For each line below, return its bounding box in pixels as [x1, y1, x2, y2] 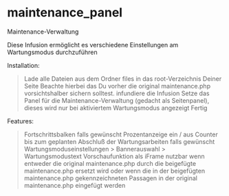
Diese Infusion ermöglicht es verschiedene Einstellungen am [7, 40, 179, 49]
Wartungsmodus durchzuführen [7, 48, 98, 56]
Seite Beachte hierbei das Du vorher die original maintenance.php [23, 82, 211, 90]
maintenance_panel [7, 5, 122, 21]
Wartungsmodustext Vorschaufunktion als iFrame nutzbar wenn [23, 152, 205, 160]
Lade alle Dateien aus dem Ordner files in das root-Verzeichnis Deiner [23, 74, 222, 83]
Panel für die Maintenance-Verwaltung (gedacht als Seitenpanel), [23, 96, 210, 104]
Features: [7, 117, 34, 125]
